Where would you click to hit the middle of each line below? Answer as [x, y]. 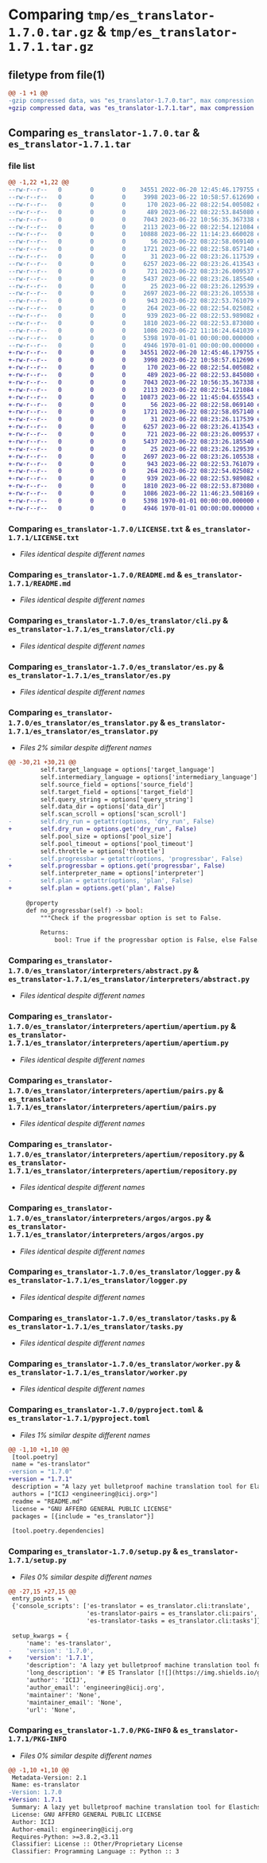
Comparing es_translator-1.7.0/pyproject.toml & [106, 1410]
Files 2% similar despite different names [86, 748]
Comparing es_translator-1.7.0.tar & [104, 133]
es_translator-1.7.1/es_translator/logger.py [98, 1281]
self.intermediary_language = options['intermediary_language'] [149, 777]
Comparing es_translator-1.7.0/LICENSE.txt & [100, 529]
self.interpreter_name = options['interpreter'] [122, 874]
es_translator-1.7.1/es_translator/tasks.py [96, 1327]
